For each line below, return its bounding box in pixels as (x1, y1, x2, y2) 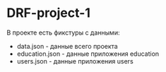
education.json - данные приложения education (16, 49, 160, 58)
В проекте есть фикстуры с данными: (6, 28, 120, 37)
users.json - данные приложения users (16, 56, 134, 65)
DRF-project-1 (6, 5, 91, 21)
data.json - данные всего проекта (16, 42, 118, 50)
